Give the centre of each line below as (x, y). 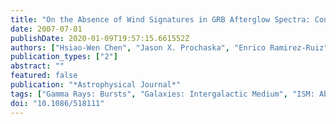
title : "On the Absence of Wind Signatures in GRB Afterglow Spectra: (160, 19)
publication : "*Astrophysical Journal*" (96, 85)
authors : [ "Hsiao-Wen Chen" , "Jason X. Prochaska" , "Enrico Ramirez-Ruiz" (169, 47)
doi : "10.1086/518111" (57, 103)
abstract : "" (37, 66)
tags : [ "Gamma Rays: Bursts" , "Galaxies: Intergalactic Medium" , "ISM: (162, 94)
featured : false (44, 76)
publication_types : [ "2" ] (64, 57)
